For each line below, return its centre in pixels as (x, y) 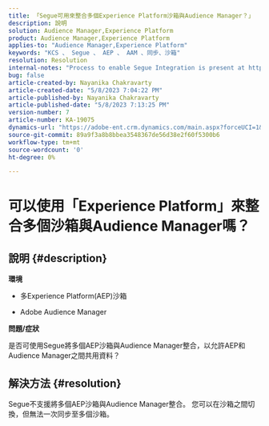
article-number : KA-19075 (51, 120)
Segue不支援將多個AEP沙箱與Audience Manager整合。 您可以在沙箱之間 (128, 404)
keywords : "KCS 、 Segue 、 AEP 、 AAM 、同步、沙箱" (94, 53)
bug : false (26, 75)
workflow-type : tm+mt (44, 142)
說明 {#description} (58, 258)
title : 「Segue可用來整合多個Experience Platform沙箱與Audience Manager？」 (131, 16)
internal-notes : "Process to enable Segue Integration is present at (127, 68)
